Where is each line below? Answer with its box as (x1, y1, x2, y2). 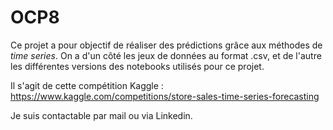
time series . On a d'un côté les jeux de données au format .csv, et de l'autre (10, 49, 322, 61)
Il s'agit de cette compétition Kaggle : (10, 79, 164, 91)
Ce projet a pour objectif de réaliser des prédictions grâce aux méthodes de (10, 39, 323, 51)
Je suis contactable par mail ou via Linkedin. (10, 109, 193, 121)
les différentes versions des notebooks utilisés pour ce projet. (10, 60, 265, 72)
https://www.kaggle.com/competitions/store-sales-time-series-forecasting (10, 90, 320, 102)
